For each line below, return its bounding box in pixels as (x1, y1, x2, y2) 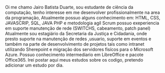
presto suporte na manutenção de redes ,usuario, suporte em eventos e (5, 36, 152, 42)
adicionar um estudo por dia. (5, 62, 64, 68)
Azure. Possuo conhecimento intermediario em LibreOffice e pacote (5, 52, 144, 58)
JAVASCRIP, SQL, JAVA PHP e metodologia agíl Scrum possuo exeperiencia (5, 20, 160, 26)
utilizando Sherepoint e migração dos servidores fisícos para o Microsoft (5, 47, 154, 52)
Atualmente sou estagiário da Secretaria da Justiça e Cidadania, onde (5, 31, 147, 36)
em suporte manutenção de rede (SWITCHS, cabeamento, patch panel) (5, 25, 151, 31)
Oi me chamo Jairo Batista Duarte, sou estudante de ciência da (5, 4, 133, 10)
